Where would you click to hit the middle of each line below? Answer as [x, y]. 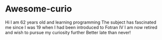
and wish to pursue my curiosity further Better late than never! [68, 32]
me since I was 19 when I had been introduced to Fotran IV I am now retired [81, 27]
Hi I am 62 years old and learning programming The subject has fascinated [81, 22]
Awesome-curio [39, 9]
